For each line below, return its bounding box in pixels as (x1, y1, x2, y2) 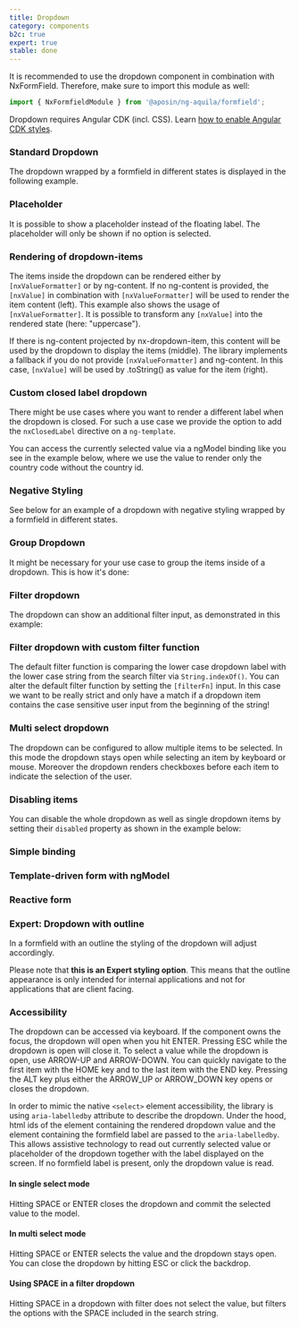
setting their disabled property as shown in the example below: (9, 823, 242, 834)
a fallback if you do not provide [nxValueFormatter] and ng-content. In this (9, 355, 284, 365)
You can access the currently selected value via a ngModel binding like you (9, 443, 287, 454)
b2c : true (9, 30, 46, 39)
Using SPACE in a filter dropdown (9, 1278, 136, 1289)
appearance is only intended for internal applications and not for (9, 974, 245, 985)
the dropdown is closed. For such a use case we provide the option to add (9, 416, 283, 427)
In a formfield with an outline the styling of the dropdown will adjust (9, 937, 257, 949)
